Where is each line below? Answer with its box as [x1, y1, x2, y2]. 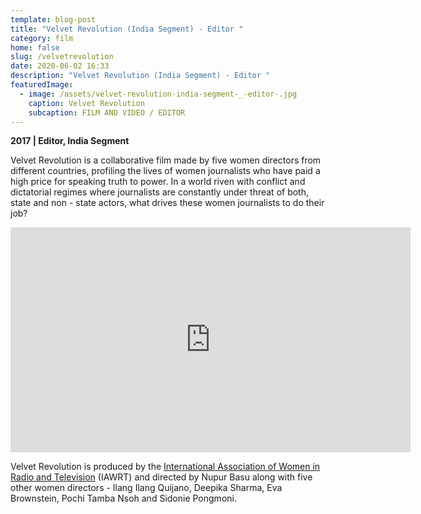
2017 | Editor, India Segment [10, 135, 130, 147]
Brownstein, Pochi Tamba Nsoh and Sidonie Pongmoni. [10, 492, 237, 505]
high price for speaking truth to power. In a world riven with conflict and [10, 176, 306, 188]
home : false [10, 42, 60, 53]
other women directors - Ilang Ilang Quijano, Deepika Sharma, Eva [10, 482, 283, 494]
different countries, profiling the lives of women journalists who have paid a [10, 165, 321, 177]
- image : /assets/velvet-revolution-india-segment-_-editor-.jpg [19, 89, 298, 99]
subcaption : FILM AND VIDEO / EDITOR [28, 107, 186, 118]
